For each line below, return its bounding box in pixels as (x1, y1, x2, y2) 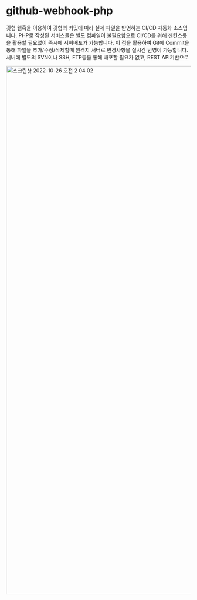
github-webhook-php (6, 4, 113, 18)
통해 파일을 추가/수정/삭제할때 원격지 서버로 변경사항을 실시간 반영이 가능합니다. (6, 46, 189, 54)
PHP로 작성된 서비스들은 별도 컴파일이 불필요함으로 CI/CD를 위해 (18, 31, 167, 39)
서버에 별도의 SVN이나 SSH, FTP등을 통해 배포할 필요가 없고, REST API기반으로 (6, 54, 189, 61)
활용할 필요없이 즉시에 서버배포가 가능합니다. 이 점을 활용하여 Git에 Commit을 (12, 39, 189, 46)
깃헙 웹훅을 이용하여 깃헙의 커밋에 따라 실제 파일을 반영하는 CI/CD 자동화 (6, 24, 172, 31)
